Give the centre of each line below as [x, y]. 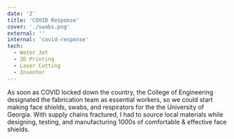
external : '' [26, 33]
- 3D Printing [34, 59]
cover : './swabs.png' [39, 27]
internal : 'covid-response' [48, 40]
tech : [15, 46]
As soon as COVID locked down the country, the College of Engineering [110, 92]
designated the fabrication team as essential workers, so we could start [110, 99]
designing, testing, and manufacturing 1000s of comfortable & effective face [117, 122]
